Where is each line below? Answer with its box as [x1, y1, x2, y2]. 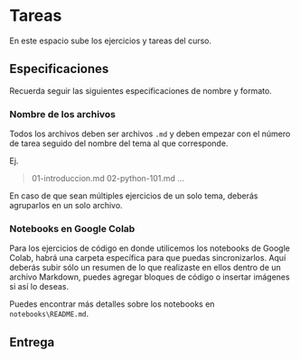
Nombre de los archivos [9, 107, 116, 120]
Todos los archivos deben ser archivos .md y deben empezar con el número [9, 128, 291, 140]
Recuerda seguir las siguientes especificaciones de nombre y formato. [9, 85, 273, 96]
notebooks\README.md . [9, 308, 89, 319]
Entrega [9, 335, 55, 350]
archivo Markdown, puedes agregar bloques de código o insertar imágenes [9, 272, 291, 282]
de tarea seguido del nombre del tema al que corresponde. [9, 138, 229, 149]
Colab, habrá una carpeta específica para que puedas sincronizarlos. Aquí [9, 253, 286, 263]
